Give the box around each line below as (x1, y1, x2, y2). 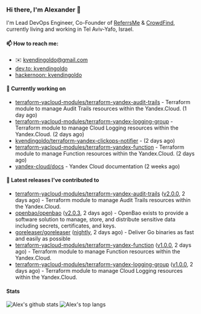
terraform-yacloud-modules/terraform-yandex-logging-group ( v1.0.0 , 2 (15, 260, 194, 268)
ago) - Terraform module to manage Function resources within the (15, 247, 180, 255)
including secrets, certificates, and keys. (15, 222, 116, 229)
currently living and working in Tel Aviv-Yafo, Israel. (6, 25, 134, 33)
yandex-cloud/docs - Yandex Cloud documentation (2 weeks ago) (15, 163, 180, 170)
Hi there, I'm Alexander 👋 (6, 5, 81, 14)
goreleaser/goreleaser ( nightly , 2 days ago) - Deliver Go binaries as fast (15, 228, 194, 235)
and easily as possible (15, 235, 71, 242)
